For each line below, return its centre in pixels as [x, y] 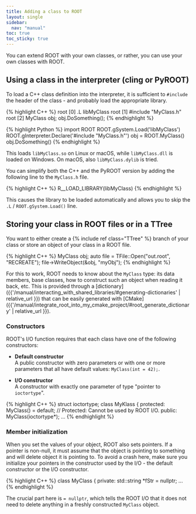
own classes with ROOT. [35, 62]
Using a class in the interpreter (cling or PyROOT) [97, 80]
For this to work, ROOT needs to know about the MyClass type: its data [90, 274]
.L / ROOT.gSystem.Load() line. [42, 206]
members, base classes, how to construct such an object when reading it [94, 280]
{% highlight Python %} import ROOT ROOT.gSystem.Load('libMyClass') [93, 129]
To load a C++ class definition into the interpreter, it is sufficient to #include [97, 94]
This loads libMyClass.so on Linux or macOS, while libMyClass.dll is [90, 153]
